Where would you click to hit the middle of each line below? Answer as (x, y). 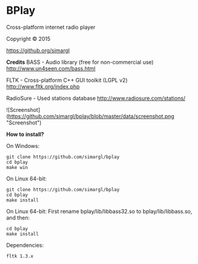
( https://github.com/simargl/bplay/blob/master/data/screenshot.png (90, 116)
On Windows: (23, 146)
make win (17, 167)
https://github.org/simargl (38, 50)
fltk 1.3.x (20, 256)
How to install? (25, 134)
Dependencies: (25, 245)
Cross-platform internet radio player (51, 27)
